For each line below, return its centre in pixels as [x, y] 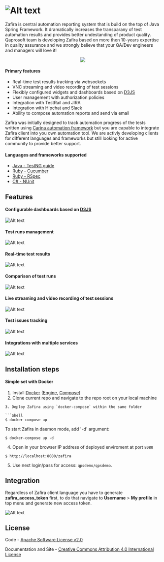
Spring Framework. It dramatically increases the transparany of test [73, 29]
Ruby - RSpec [26, 176]
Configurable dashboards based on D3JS [48, 210]
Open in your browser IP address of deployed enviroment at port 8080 [83, 447]
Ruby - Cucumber [30, 171]
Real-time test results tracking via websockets [59, 82]
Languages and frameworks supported [46, 155]
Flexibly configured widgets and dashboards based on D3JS [74, 92]
